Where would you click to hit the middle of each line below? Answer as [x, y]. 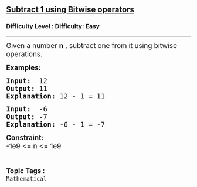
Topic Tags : [26, 171]
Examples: [23, 67]
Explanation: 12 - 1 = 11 [56, 96]
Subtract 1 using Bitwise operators [70, 10]
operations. [24, 54]
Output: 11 [27, 89]
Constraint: [25, 138]
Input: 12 [27, 81]
